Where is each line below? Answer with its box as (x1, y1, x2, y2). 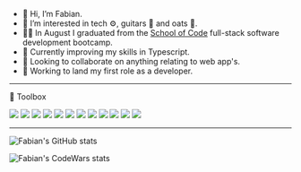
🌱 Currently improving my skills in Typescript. (21, 47, 190, 57)
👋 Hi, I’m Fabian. (21, 9, 82, 19)
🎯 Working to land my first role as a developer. (21, 65, 193, 76)
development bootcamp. (21, 37, 114, 47)
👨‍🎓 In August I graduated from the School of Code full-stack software (21, 28, 279, 38)
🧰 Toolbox (9, 91, 47, 102)
